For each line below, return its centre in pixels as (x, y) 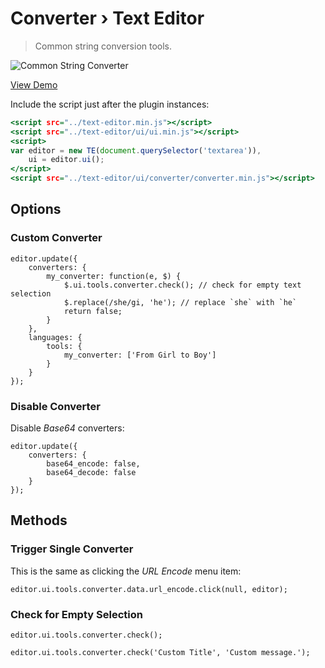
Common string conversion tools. (103, 46)
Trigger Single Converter (72, 549)
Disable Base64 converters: (67, 428)
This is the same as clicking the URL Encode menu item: (126, 571)
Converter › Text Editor (107, 18)
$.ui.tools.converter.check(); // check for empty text (182, 285)
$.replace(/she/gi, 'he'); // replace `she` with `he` (180, 302)
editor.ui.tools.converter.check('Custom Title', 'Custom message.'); (160, 653)
